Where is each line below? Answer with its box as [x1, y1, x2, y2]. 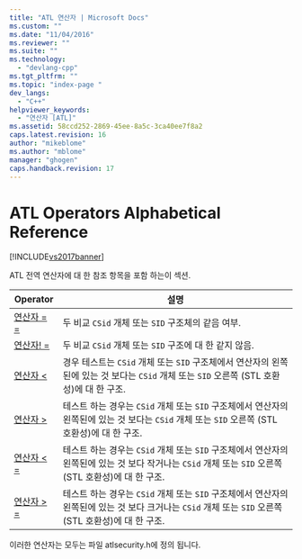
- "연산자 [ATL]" [17, 113, 76, 122]
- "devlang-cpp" [17, 64, 78, 73]
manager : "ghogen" [9, 155, 78, 165]
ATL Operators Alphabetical [9, 203, 222, 223]
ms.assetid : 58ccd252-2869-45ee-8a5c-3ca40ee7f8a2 [9, 122, 203, 131]
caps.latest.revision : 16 [9, 131, 106, 140]
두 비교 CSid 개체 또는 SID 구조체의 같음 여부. [62, 317, 241, 329]
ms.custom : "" [9, 22, 63, 31]
